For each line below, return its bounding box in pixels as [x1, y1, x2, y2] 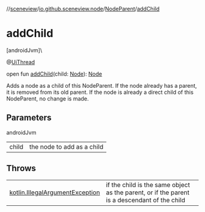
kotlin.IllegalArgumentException [9, 188, 101, 197]
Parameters [6, 113, 52, 123]
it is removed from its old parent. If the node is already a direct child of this [6, 88, 194, 96]
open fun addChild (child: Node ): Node [6, 70, 103, 77]
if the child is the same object [106, 180, 190, 189]
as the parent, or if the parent [106, 188, 190, 197]
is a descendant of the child [106, 196, 185, 204]
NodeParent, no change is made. [6, 94, 89, 102]
